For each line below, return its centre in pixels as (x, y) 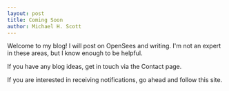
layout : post (26, 13)
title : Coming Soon (35, 20)
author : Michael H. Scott (44, 26)
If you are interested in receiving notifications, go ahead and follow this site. (115, 80)
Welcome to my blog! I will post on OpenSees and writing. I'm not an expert (114, 46)
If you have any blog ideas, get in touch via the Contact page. (94, 67)
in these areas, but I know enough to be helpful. (75, 53)
